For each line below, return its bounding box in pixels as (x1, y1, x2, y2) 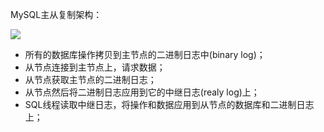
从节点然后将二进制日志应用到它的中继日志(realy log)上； (24, 86, 260, 98)
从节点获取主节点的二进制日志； (24, 74, 157, 85)
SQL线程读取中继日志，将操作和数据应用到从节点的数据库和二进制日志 (24, 99, 315, 110)
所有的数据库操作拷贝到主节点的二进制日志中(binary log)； (24, 49, 266, 60)
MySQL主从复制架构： (10, 9, 103, 20)
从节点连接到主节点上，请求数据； (24, 61, 166, 73)
